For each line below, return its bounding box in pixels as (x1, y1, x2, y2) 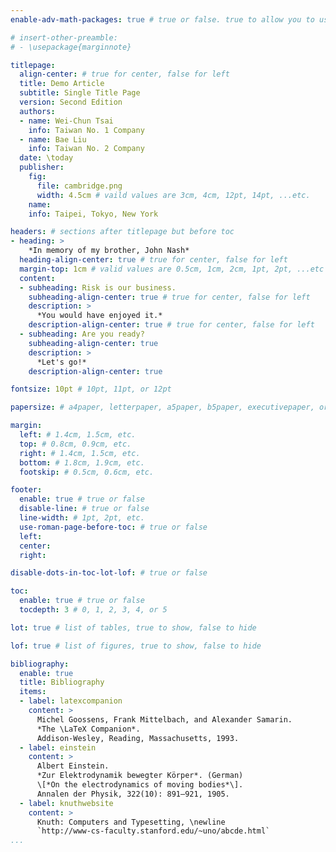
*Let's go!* (36, 357, 87, 367)
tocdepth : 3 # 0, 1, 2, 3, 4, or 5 (19, 605, 168, 615)
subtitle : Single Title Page (19, 88, 141, 98)
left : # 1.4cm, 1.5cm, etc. (19, 430, 137, 440)
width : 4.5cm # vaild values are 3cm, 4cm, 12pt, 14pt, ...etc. (36, 190, 311, 200)
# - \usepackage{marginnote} (10, 42, 132, 52)
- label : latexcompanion (19, 696, 123, 706)
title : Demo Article (19, 79, 105, 89)
